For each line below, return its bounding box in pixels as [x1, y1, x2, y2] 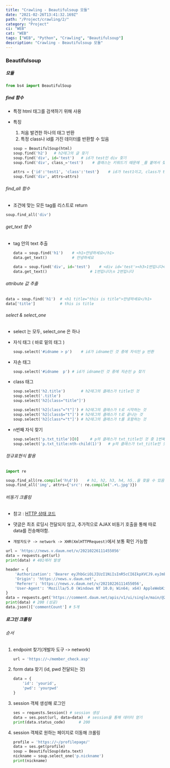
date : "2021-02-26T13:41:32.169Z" [6, 12, 79, 17]
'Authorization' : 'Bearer [15, 572, 70, 577]
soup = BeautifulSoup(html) [13, 146, 72, 151]
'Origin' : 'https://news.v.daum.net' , [15, 576, 96, 581]
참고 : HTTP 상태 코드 [13, 510, 56, 517]
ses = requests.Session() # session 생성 [13, 710, 100, 715]
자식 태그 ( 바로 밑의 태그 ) [13, 339, 65, 345]
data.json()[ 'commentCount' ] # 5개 [6, 604, 80, 610]
